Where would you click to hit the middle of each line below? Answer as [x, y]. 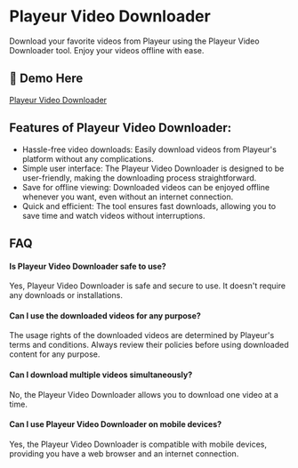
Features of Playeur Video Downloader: [121, 128]
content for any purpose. [55, 354]
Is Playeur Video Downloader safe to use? [88, 266]
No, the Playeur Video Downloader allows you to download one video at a [144, 394]
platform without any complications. [88, 158]
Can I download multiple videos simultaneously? [101, 375]
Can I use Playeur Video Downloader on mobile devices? [116, 424]
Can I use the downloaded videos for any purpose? [105, 315]
